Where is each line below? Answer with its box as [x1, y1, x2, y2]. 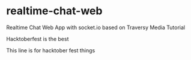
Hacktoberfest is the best [6, 35, 69, 42]
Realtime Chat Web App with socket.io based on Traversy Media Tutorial [6, 24, 185, 31]
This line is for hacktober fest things [6, 46, 95, 54]
